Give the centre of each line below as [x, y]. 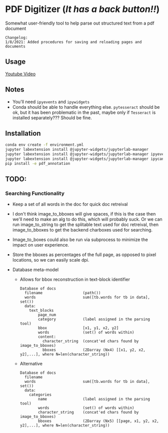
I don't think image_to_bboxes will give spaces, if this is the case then [84, 214]
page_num [47, 315]
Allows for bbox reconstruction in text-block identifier [75, 280]
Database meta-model [35, 270]
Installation [23, 133]
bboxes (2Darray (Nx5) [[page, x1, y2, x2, [98, 421]
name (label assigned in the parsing [94, 399]
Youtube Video [20, 74]
